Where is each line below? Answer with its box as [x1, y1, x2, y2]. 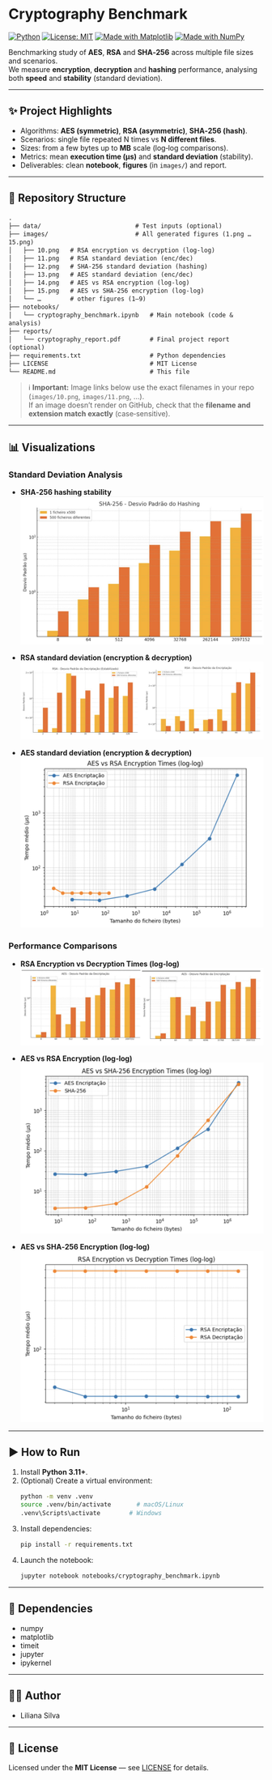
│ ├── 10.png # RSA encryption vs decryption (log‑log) [8, 246, 216, 254]
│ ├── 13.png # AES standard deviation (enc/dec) [8, 270, 194, 279]
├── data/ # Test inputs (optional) [8, 222, 223, 230]
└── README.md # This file [8, 368, 190, 376]
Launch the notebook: [19, 1556, 94, 1565]
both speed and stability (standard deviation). [8, 73, 164, 83]
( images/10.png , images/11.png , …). [28, 391, 145, 401]
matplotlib [19, 1632, 54, 1642]
